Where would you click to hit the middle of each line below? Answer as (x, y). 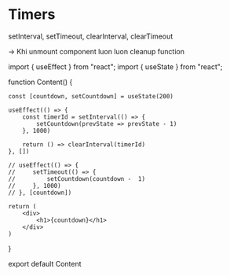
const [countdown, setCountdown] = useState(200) (91, 96)
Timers (32, 15)
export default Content (45, 263)
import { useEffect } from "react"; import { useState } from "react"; (115, 66)
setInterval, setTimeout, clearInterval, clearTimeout (91, 36)
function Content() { (40, 82)
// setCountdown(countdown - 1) (77, 178)
